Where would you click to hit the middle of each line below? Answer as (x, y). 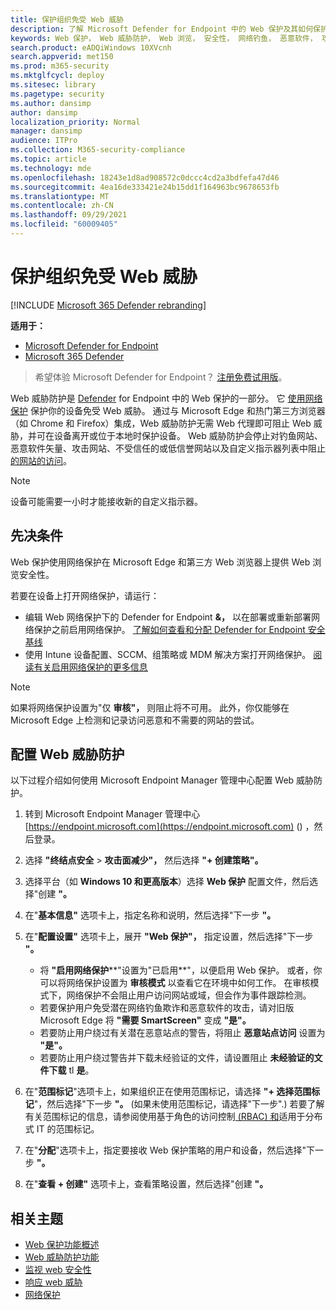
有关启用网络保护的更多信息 (90, 667)
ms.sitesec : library (53, 85)
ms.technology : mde (51, 168)
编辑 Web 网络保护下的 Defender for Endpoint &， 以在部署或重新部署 (168, 617)
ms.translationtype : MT (60, 196)
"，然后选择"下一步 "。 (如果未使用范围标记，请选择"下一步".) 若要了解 (179, 1104)
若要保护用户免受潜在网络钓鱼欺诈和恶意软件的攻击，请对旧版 (167, 1008)
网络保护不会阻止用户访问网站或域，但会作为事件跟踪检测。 (189, 995)
